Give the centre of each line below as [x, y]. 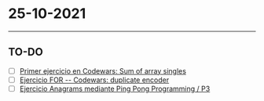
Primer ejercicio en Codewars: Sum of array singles [103, 70]
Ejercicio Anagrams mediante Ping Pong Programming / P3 [115, 88]
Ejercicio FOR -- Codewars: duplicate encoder [94, 80]
